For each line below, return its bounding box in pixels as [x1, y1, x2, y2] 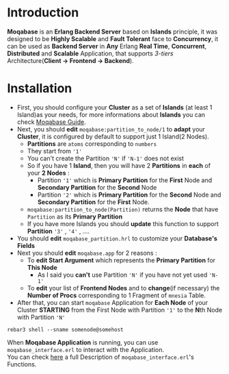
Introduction [7, 5, 79, 21]
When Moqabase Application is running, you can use [7, 338, 159, 347]
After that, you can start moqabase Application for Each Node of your [16, 298, 208, 306]
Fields [16, 241, 36, 249]
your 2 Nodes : [27, 169, 70, 177]
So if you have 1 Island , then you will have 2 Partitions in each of [27, 161, 211, 169]
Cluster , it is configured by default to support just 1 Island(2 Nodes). [16, 132, 210, 140]
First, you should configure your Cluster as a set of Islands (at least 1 [16, 103, 213, 111]
